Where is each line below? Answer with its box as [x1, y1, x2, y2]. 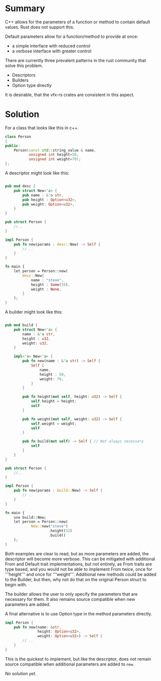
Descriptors [12, 72, 36, 78]
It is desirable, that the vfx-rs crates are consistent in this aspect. [5, 92, 134, 98]
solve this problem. [5, 63, 43, 68]
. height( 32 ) [48, 529, 73, 533]
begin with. [5, 581, 28, 587]
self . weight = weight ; [30, 421, 77, 426]
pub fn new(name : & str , [14, 625, 62, 630]
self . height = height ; [30, 399, 77, 404]
